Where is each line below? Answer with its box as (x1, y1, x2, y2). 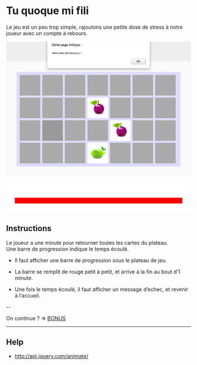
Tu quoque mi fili (6, 4, 89, 18)
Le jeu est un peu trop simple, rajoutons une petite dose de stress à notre (6, 23, 183, 31)
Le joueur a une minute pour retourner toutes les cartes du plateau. (6, 239, 168, 246)
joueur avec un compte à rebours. (6, 29, 88, 36)
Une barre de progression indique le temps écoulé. (6, 245, 129, 252)
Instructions (6, 224, 52, 234)
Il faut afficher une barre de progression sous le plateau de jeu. (14, 256, 167, 263)
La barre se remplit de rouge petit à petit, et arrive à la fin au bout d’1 (14, 268, 181, 275)
